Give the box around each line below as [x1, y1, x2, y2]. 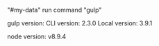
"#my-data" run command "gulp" [7, 6, 102, 14]
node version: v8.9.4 [7, 32, 67, 41]
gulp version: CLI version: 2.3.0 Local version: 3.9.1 [7, 19, 153, 27]
